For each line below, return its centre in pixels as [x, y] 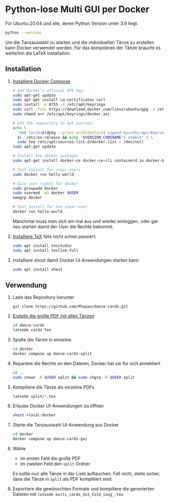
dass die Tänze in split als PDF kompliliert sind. [63, 479]
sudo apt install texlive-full [45, 250]
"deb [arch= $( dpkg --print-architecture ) [62, 133]
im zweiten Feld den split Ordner [55, 464]
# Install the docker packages [45, 156]
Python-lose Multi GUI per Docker [77, 9]
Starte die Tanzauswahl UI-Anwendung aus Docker [66, 425]
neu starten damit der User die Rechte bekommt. [63, 226]
